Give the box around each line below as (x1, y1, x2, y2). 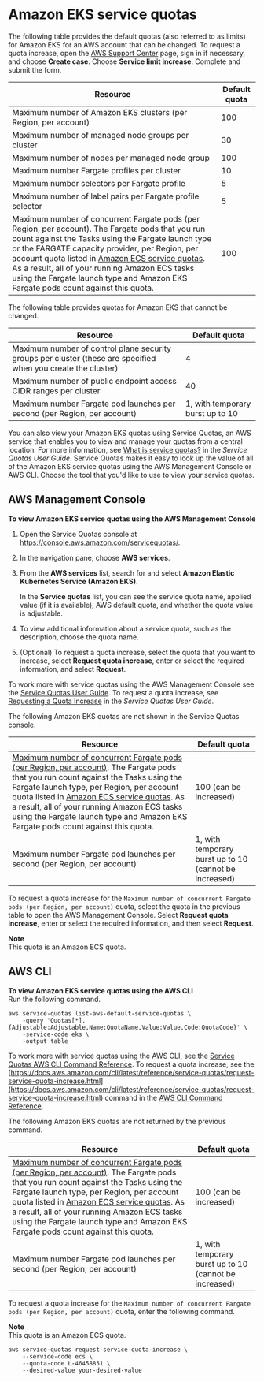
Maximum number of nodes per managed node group (12, 152, 210, 163)
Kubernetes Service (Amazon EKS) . (19, 576, 139, 586)
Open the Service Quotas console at (19, 529, 137, 538)
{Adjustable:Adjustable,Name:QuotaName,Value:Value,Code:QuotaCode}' (8, 1023, 241, 1031)
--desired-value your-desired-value (22, 1366, 143, 1374)
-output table (22, 1037, 68, 1045)
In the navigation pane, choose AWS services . (19, 553, 170, 562)
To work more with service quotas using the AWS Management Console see (8, 680, 255, 689)
